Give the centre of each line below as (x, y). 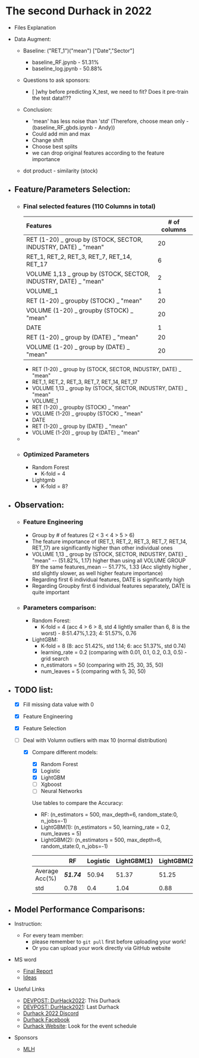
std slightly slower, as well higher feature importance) (97, 573)
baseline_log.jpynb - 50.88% (67, 68)
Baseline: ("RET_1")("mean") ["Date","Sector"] (79, 50)
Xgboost (51, 784)
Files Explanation (35, 27)
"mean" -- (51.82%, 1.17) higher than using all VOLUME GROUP (109, 560)
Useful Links (29, 989)
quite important (50, 592)
